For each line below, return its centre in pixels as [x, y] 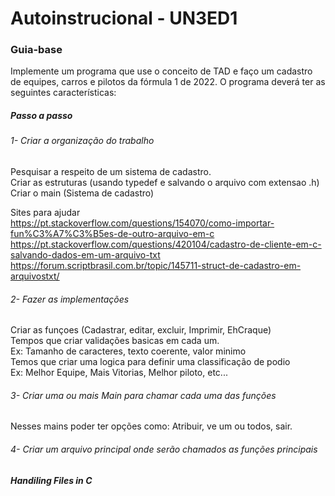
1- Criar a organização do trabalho [82, 141]
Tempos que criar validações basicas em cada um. [115, 341]
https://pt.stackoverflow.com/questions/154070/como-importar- [142, 223]
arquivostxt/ [35, 276]
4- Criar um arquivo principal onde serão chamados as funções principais [164, 449]
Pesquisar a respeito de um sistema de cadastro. [111, 172]
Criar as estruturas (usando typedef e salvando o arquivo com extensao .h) [165, 183]
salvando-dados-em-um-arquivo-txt [85, 255]
